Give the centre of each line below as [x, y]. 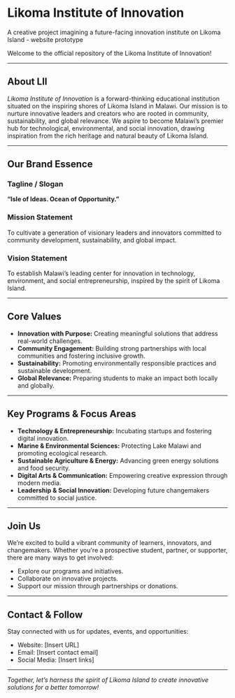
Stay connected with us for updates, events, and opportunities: [98, 632]
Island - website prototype [45, 39]
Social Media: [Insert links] [56, 660]
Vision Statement [37, 258]
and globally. [36, 385]
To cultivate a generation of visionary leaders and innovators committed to [114, 233]
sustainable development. [55, 370]
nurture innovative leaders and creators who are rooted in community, [108, 113]
